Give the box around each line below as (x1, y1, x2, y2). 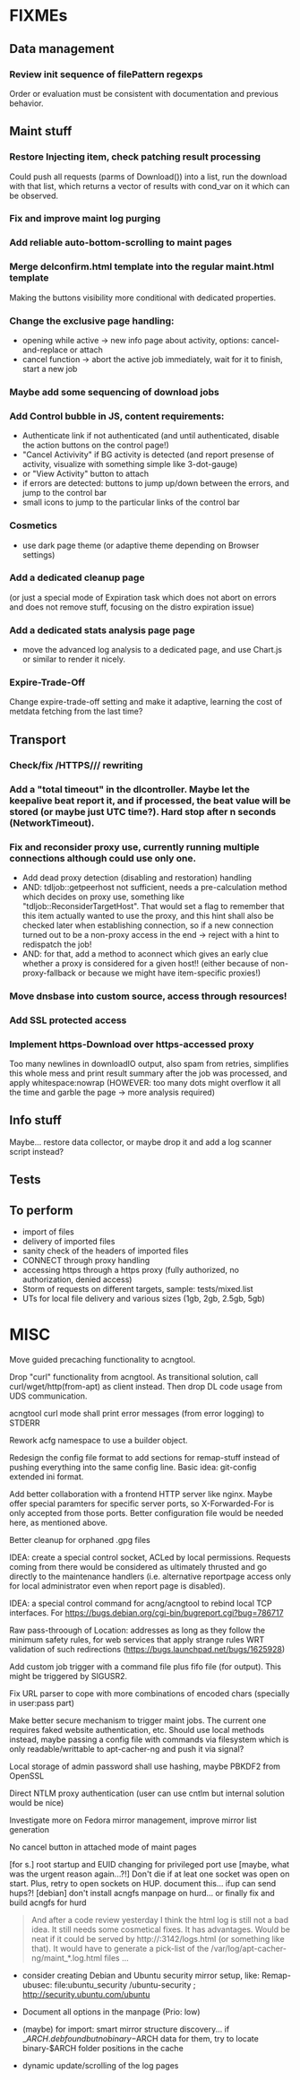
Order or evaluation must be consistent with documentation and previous (9, 88, 279, 99)
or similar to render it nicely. (21, 654, 125, 664)
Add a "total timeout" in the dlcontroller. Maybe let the (9, 783, 251, 795)
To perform (9, 1202, 73, 1218)
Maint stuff (9, 124, 73, 139)
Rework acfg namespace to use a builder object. (9, 1435, 188, 1446)
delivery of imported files (21, 1236, 116, 1247)
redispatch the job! (21, 939, 92, 949)
